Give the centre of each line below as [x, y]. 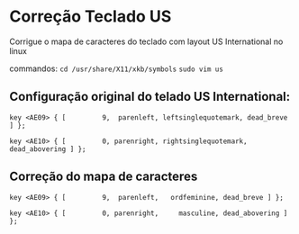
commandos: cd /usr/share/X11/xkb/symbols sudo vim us [116, 68]
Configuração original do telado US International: [150, 97]
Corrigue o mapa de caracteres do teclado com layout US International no [146, 41]
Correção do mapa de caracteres [104, 177]
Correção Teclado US [91, 17]
